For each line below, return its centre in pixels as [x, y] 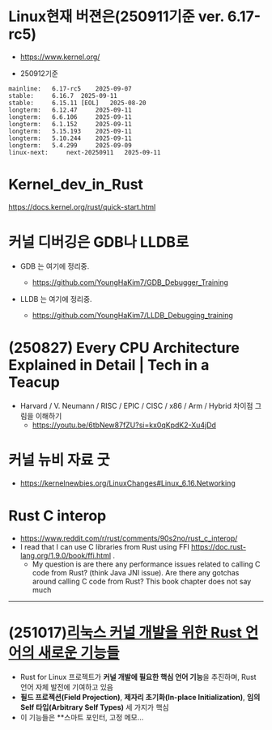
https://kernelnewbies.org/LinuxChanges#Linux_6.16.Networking [128, 483]
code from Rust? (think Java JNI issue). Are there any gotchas [136, 572]
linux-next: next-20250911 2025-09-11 [85, 152]
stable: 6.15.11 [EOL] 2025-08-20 [78, 103]
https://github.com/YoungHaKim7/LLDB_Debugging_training [132, 315]
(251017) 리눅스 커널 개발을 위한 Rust [125, 632]
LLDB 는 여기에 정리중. [56, 299]
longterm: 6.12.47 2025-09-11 [70, 110]
